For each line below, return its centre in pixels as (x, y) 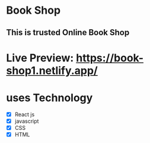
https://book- (110, 58)
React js (25, 114)
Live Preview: (40, 58)
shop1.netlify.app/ (52, 71)
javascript (27, 121)
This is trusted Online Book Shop (68, 32)
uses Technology (50, 97)
